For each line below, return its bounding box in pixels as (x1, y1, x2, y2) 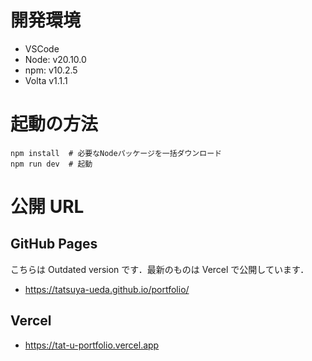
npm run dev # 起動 (10, 159, 93, 169)
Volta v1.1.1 (24, 74, 68, 86)
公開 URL (10, 196, 85, 218)
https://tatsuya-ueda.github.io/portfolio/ (24, 283, 190, 295)
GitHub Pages (10, 236, 98, 253)
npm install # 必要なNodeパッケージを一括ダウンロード (10, 148, 222, 158)
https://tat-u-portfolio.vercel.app (24, 339, 160, 351)
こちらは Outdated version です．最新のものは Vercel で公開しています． (10, 263, 310, 275)
